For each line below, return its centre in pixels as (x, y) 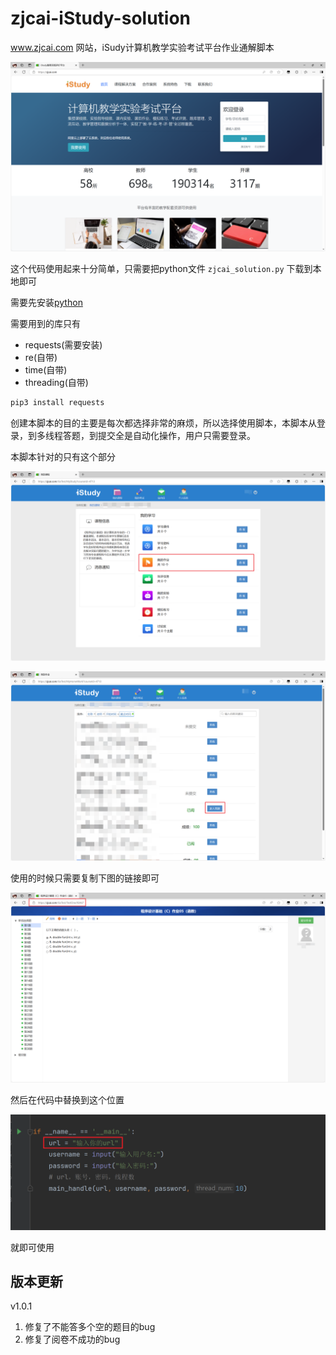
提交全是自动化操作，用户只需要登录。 (176, 435)
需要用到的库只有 (45, 324)
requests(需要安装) (63, 345)
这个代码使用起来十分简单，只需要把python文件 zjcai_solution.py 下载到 (161, 269)
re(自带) (41, 358)
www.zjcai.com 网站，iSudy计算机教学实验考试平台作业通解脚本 (142, 47)
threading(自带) (56, 383)
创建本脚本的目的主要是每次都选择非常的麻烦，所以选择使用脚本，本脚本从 (163, 423)
